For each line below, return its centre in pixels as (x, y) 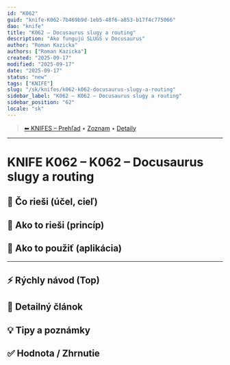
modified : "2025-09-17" (41, 64)
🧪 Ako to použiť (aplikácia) (64, 248)
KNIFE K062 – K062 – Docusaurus (105, 162)
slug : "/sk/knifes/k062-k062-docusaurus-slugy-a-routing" (91, 90)
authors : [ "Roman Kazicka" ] (47, 52)
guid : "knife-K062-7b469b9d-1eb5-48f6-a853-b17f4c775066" (91, 20)
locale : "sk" (26, 109)
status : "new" (27, 77)
